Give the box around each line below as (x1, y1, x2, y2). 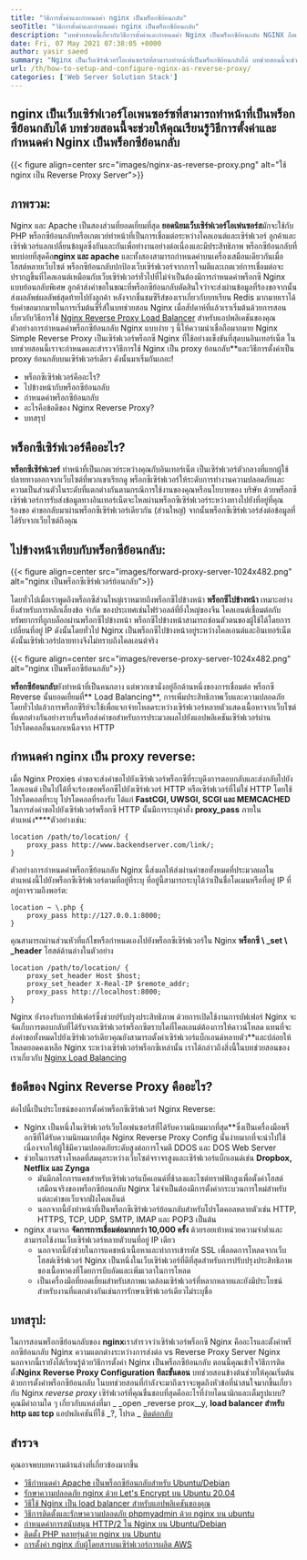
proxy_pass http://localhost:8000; (26, 987, 162, 996)
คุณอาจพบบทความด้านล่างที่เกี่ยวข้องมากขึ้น (10, 1459, 139, 1471)
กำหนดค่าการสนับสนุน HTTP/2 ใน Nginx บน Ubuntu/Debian (23, 1518, 227, 1530)
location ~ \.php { (10, 902, 85, 912)
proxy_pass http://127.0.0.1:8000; (26, 911, 162, 920)
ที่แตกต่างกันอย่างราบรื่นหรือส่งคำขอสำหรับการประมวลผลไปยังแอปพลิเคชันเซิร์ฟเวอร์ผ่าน (10, 712, 271, 722)
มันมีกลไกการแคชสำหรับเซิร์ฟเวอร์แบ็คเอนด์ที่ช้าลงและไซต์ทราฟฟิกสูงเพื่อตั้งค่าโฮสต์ (36, 1172, 283, 1184)
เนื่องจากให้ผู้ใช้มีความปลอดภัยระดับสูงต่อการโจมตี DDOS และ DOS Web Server (23, 1142, 277, 1153)
